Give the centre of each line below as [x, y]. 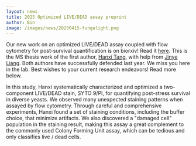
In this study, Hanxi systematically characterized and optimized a [84, 87]
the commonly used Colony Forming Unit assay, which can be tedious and [96, 131]
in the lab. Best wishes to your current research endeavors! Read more [91, 69]
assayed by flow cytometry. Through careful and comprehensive [84, 106]
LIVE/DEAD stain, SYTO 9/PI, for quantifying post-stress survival [112, 93]
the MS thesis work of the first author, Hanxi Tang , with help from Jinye [92, 57]
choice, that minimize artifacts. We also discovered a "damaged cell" [89, 118]
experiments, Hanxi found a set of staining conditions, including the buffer [95, 112]
